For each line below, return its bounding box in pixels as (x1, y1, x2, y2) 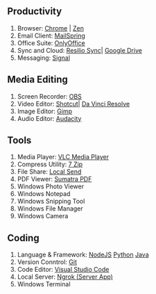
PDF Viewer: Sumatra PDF (17, 175, 92, 183)
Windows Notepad (17, 190, 71, 198)
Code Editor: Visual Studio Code (17, 266, 110, 274)
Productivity (7, 6, 62, 17)
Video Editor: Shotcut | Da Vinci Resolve (17, 99, 130, 108)
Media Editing (7, 74, 68, 85)
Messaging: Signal (17, 54, 71, 62)
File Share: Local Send (17, 168, 82, 176)
